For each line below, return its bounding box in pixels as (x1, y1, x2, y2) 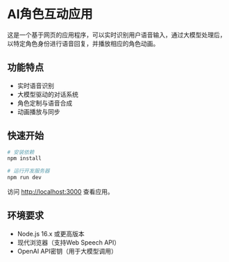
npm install (7, 155, 42, 162)
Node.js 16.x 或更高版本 (17, 229, 85, 238)
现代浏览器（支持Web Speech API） (17, 238, 121, 247)
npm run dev (7, 174, 42, 181)
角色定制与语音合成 (17, 99, 73, 107)
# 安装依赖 (7, 149, 35, 156)
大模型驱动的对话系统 (17, 90, 78, 98)
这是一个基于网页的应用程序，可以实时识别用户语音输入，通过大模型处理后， (7, 31, 226, 39)
